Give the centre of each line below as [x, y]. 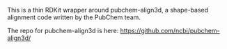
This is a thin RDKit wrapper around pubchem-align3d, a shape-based [108, 10]
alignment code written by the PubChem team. [74, 17]
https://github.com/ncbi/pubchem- [170, 31]
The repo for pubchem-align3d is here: [63, 31]
